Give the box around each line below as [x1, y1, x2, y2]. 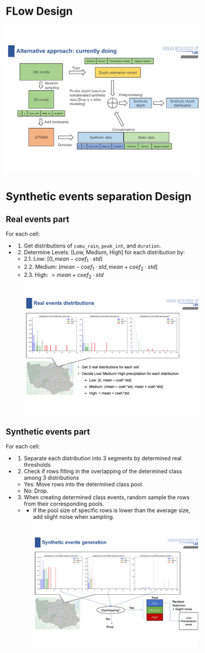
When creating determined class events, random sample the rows [23, 494, 190, 500]
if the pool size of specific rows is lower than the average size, [32, 507, 190, 514]
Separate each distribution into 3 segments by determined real [23, 455, 182, 462]
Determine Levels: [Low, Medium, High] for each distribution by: [23, 249, 185, 256]
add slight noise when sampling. [32, 513, 114, 520]
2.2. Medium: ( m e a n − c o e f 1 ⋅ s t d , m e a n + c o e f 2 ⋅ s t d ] [23, 263, 158, 272]
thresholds [23, 461, 51, 468]
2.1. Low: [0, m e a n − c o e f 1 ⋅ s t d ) [23, 255, 103, 264]
